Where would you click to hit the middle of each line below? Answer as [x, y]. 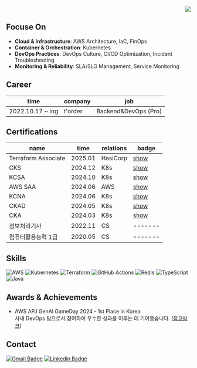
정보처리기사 [26, 226]
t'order [73, 111]
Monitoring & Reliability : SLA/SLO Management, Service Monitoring [97, 66]
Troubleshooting [34, 60]
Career [19, 85]
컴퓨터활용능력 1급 [33, 237]
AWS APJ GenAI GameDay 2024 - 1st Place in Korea [77, 312]
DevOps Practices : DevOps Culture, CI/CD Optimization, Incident [94, 53]
